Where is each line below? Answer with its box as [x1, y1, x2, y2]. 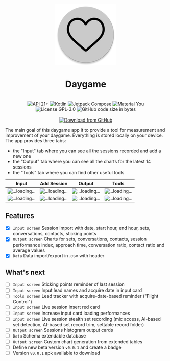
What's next [5, 268, 45, 276]
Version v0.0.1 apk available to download [12, 350, 101, 356]
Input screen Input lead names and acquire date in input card [12, 287, 142, 294]
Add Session [40, 181, 68, 187]
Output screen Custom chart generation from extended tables [12, 338, 143, 345]
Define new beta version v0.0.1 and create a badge [12, 344, 122, 350]
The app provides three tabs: [5, 137, 66, 143]
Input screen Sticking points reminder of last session [12, 281, 125, 287]
